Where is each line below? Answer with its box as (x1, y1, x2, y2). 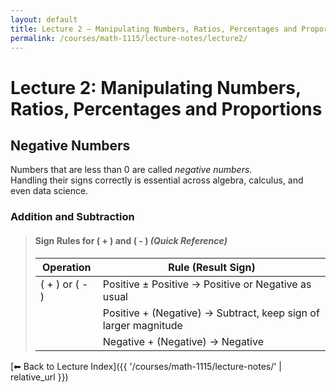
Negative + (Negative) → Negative (102, 334, 264, 348)
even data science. (10, 185, 89, 197)
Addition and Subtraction (10, 210, 135, 224)
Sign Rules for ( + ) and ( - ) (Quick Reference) (34, 234, 228, 246)
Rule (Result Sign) (168, 260, 256, 274)
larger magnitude (102, 318, 183, 332)
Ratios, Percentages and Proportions (10, 97, 323, 120)
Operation (42, 260, 92, 274)
